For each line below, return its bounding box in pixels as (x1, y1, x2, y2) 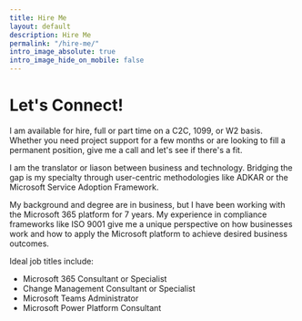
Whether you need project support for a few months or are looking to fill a (9, 134, 287, 146)
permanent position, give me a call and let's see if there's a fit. (9, 144, 243, 155)
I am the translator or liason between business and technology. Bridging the (9, 161, 293, 173)
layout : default (9, 22, 71, 31)
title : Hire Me (9, 13, 67, 23)
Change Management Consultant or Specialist (22, 283, 196, 294)
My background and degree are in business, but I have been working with (9, 199, 286, 210)
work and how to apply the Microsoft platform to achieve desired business (9, 228, 288, 239)
